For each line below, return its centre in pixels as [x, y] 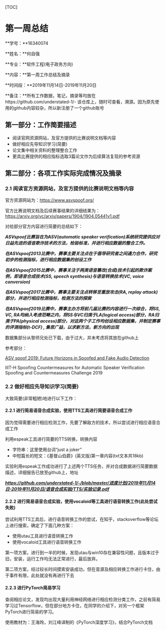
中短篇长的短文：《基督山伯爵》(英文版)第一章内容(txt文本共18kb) [78, 455]
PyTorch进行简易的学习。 [31, 612]
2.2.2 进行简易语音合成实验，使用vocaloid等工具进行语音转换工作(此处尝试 [81, 501]
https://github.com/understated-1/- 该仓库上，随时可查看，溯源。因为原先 [80, 102]
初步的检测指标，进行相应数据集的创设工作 [48, 260]
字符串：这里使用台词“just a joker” [47, 449]
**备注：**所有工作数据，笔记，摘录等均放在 [50, 95]
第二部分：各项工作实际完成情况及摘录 [63, 173]
